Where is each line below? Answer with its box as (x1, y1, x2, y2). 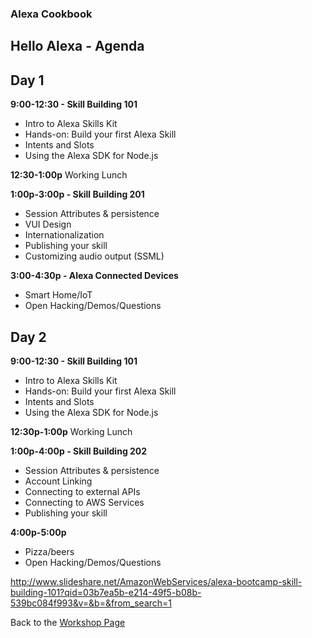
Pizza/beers (24, 545, 75, 557)
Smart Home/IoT (24, 289, 93, 301)
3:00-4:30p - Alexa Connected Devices (10, 270, 179, 282)
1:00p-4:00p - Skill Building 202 (10, 445, 148, 457)
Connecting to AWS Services (24, 496, 145, 508)
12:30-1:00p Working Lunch (10, 169, 128, 181)
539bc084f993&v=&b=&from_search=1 (10, 597, 173, 609)
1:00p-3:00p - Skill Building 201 (10, 188, 145, 201)
